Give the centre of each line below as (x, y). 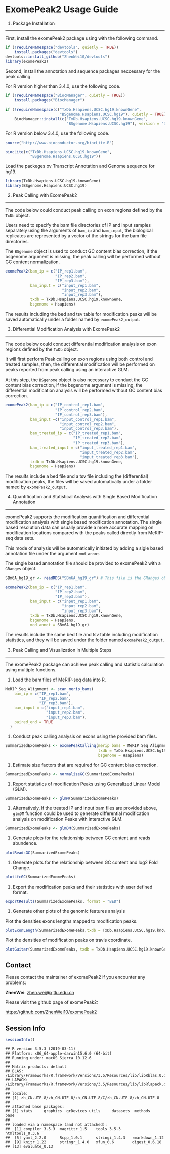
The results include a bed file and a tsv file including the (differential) (77, 476)
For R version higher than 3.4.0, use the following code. (63, 86)
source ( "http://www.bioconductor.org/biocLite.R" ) (60, 143)
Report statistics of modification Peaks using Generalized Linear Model (87, 784)
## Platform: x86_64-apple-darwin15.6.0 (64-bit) (59, 1054)
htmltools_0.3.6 (22, 1133)
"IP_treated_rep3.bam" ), (99, 443)
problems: (16, 982)
